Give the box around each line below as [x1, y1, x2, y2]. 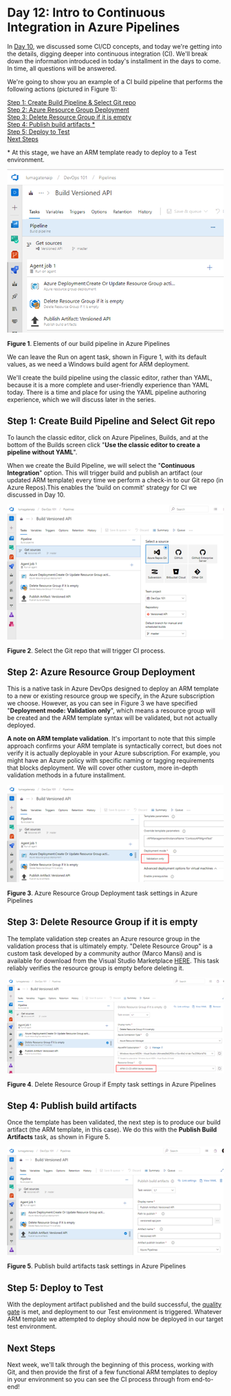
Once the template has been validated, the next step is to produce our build [7, 1118, 221, 1127]
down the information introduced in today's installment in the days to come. [7, 57, 221, 65]
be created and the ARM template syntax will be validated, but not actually [7, 714, 218, 722]
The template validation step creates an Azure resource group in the [7, 934, 201, 943]
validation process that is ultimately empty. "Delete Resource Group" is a [7, 942, 213, 950]
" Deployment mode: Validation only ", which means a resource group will [7, 706, 215, 715]
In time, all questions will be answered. [7, 64, 117, 72]
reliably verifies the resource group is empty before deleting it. [7, 963, 184, 972]
